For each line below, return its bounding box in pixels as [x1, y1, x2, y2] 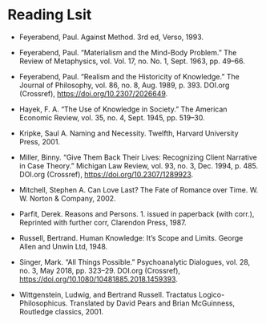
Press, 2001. [18, 136, 61, 146]
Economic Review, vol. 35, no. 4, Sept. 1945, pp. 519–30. [18, 112, 205, 122]
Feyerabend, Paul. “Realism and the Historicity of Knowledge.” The [18, 71, 240, 81]
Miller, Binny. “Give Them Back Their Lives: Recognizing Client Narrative [18, 152, 258, 162]
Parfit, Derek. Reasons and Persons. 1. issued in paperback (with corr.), [18, 209, 255, 218]
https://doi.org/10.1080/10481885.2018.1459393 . [18, 274, 178, 284]
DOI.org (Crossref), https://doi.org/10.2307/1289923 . [18, 169, 194, 179]
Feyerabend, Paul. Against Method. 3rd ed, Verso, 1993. [18, 32, 204, 42]
